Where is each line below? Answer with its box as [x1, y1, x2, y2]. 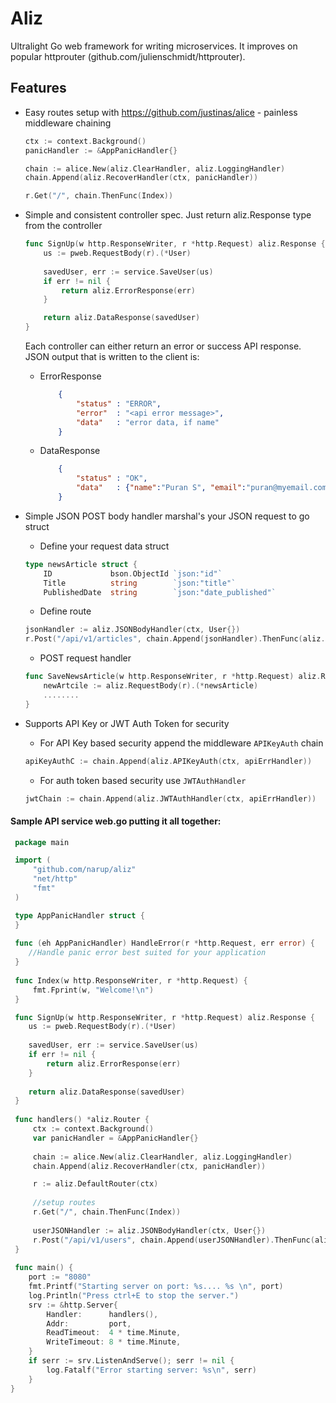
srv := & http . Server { [28, 1300, 118, 1310]
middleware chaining [24, 117, 112, 129]
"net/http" [32, 874, 78, 884]
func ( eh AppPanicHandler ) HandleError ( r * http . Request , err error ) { [14, 938, 315, 949]
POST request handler [39, 652, 132, 664]
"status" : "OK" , [75, 473, 148, 484]
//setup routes [32, 1198, 97, 1208]
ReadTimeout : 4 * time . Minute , [46, 1328, 182, 1338]
